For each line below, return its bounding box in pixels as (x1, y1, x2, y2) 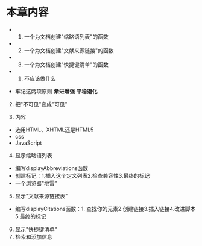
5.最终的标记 (14, 212, 46, 220)
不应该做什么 (24, 75, 56, 82)
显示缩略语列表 (14, 151, 52, 159)
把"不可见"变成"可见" (14, 100, 68, 107)
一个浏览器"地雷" (14, 179, 57, 187)
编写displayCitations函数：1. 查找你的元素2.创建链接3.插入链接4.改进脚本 (14, 205, 196, 212)
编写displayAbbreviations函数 (14, 164, 89, 172)
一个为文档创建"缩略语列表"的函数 (24, 33, 109, 40)
